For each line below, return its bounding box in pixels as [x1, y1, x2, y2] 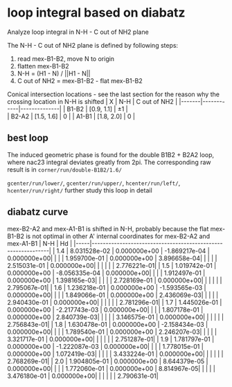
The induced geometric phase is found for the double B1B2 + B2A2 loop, [7, 150, 215, 159]
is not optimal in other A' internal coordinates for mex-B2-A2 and [25, 232, 210, 240]
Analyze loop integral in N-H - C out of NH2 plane [7, 28, 149, 36]
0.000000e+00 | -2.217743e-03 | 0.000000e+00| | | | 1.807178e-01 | [7, 305, 204, 314]
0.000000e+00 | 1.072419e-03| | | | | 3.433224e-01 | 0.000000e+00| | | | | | [7, 350, 224, 358]
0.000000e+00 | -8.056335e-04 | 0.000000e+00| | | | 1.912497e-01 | [7, 269, 206, 277]
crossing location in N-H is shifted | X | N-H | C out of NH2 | [7, 97, 178, 105]
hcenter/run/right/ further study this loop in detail [7, 186, 152, 195]
